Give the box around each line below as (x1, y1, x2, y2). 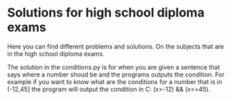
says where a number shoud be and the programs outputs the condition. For (7, 70, 225, 79)
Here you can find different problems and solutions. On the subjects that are (7, 42, 224, 50)
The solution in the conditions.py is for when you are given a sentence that (7, 63, 220, 71)
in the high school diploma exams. (7, 50, 105, 58)
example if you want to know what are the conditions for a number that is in (7, 77, 222, 86)
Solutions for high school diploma (7, 5, 205, 21)
